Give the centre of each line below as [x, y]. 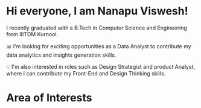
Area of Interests [49, 98]
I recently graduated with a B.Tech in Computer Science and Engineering [97, 28]
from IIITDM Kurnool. [32, 34]
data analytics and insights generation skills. [61, 55]
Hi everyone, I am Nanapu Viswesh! [97, 11]
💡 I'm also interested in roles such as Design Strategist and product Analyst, [101, 66]
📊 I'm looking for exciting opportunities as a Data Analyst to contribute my [99, 46]
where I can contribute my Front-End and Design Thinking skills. [86, 73]
